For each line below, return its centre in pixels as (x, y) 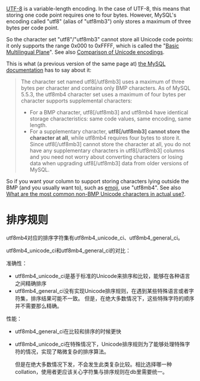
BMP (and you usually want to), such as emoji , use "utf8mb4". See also (93, 188)
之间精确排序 (30, 283)
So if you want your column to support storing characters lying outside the (98, 181)
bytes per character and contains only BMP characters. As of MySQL (106, 88)
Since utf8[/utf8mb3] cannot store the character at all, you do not (110, 144)
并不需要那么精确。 (39, 306)
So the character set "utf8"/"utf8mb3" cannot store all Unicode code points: (100, 39)
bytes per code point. (33, 28)
